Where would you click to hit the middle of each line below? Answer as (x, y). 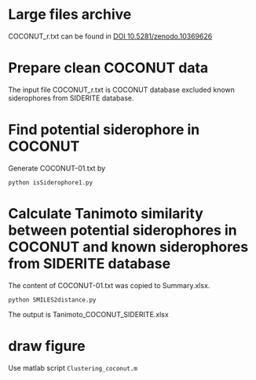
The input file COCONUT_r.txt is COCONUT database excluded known (122, 90)
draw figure (47, 346)
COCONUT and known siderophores (128, 247)
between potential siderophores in (123, 230)
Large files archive (70, 15)
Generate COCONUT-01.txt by (57, 168)
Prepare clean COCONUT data (108, 68)
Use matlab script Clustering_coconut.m (73, 367)
